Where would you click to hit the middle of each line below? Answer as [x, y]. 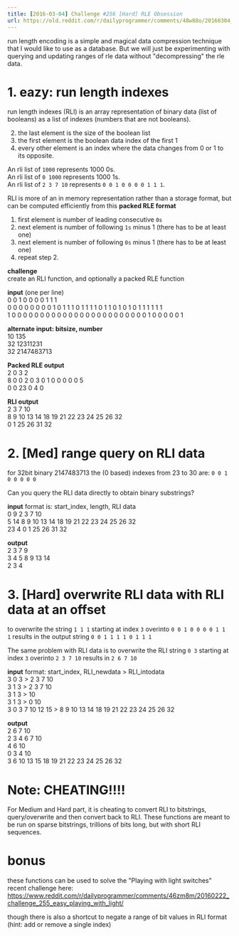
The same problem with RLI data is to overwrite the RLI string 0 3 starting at [118, 650]
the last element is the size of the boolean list [84, 133]
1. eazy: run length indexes [88, 92]
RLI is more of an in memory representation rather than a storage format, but [119, 198]
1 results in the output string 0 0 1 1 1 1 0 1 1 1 [80, 637]
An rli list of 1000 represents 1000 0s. [61, 170]
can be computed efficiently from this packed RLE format [92, 206]
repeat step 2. [38, 257]
